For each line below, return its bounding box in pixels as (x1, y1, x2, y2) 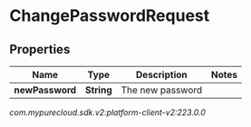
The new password (121, 83, 203, 96)
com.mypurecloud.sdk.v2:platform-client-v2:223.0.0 (9, 107, 207, 118)
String (84, 83, 112, 96)
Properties (9, 42, 71, 57)
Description (135, 69, 188, 81)
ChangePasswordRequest (9, 5, 210, 26)
